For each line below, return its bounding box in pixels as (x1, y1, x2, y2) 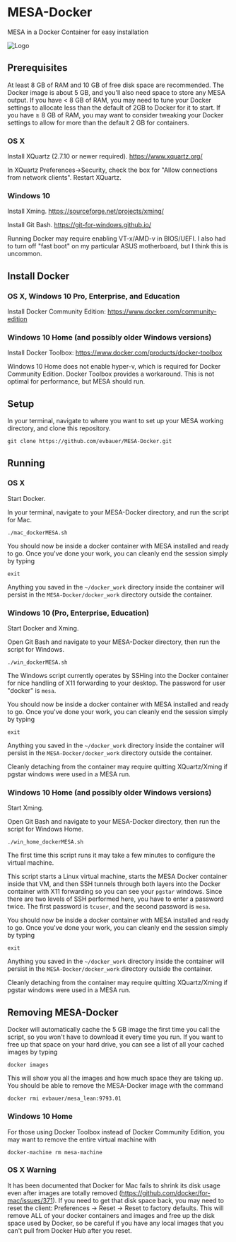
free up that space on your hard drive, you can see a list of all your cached (7, 1040, 225, 1049)
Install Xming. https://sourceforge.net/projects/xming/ (7, 207, 165, 216)
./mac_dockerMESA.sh (7, 529, 69, 536)
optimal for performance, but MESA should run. (7, 377, 146, 386)
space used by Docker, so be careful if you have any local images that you (7, 1219, 224, 1227)
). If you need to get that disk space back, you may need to (52, 1196, 225, 1204)
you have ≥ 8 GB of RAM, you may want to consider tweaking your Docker (7, 110, 224, 119)
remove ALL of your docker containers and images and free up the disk (7, 1211, 216, 1219)
